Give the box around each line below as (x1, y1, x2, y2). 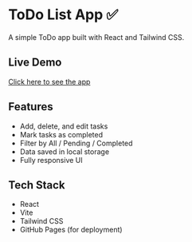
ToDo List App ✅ (8, 6, 119, 24)
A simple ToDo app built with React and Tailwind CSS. (8, 32, 185, 42)
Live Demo (8, 56, 62, 69)
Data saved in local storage (19, 146, 110, 157)
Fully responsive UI (19, 155, 84, 165)
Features (8, 100, 53, 113)
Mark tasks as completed (19, 129, 104, 139)
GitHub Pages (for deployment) (19, 225, 123, 235)
